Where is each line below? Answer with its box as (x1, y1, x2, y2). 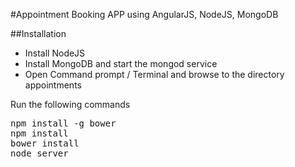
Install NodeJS (24, 47, 86, 59)
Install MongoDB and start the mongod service (24, 58, 218, 69)
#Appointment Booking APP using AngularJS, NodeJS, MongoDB (10, 9, 279, 20)
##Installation (10, 28, 67, 39)
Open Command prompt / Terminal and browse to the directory (24, 69, 285, 80)
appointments (24, 79, 82, 91)
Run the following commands (10, 99, 131, 110)
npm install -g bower (10, 118, 117, 129)
